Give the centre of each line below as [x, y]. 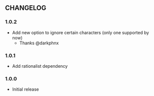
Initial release [25, 89]
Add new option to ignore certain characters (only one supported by [81, 32]
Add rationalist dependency [40, 66]
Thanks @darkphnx [39, 43]
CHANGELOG [26, 8]
